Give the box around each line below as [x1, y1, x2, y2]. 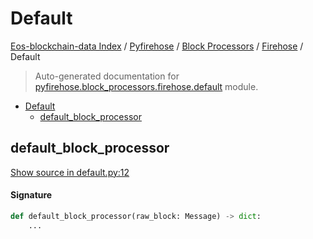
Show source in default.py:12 [10, 166, 130, 178]
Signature [10, 189, 53, 201]
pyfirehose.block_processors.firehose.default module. [34, 80, 259, 92]
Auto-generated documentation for [34, 70, 180, 82]
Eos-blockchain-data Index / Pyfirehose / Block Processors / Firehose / [10, 40, 304, 52]
